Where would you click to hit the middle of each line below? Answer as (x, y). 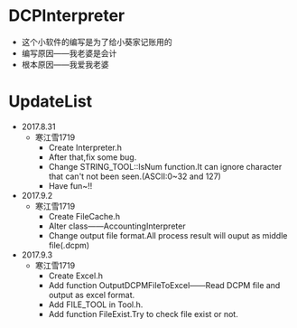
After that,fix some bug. (93, 157)
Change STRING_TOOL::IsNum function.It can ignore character (165, 166)
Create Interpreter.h (85, 147)
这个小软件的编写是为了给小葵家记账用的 (97, 42)
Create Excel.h (75, 276)
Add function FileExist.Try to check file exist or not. (143, 314)
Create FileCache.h (84, 216)
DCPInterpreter (67, 16)
